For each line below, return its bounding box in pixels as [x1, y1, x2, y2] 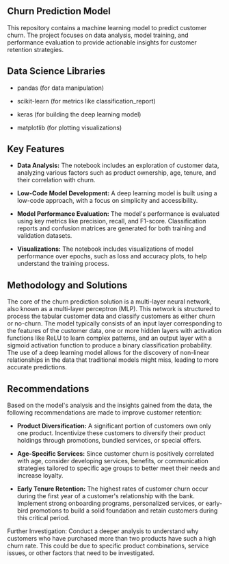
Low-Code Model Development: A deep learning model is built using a [16, 189, 217, 197]
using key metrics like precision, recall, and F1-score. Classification [16, 217, 206, 225]
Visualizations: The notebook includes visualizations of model [16, 245, 193, 253]
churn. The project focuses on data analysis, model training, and [7, 31, 189, 39]
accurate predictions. [7, 363, 67, 371]
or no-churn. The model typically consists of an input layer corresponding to [7, 319, 223, 328]
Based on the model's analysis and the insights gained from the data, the [7, 401, 213, 410]
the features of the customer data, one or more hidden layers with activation [7, 327, 222, 335]
